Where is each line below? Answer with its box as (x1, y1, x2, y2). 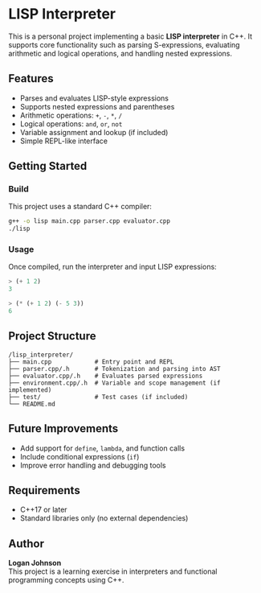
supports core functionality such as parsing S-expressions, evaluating (8, 39, 240, 49)
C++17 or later (19, 504, 67, 515)
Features (8, 72, 54, 85)
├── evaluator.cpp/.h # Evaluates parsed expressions (8, 372, 203, 380)
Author (8, 537, 44, 550)
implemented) (8, 385, 52, 394)
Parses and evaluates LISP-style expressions (19, 93, 169, 103)
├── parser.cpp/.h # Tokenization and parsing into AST (8, 364, 221, 373)
